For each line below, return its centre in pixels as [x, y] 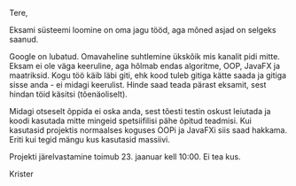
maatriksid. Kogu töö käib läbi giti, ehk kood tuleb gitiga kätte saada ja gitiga [148, 75]
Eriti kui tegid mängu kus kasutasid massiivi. [90, 139]
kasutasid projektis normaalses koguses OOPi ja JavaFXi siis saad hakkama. [148, 130]
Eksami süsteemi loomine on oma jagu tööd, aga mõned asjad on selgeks [143, 30]
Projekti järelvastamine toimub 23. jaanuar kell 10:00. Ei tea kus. [125, 157]
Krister [21, 174]
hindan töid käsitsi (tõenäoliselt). [69, 94]
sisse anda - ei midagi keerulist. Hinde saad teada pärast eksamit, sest [138, 85]
